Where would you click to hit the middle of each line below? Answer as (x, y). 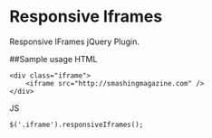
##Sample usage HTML (53, 59)
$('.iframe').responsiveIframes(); (77, 124)
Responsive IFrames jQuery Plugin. (75, 41)
